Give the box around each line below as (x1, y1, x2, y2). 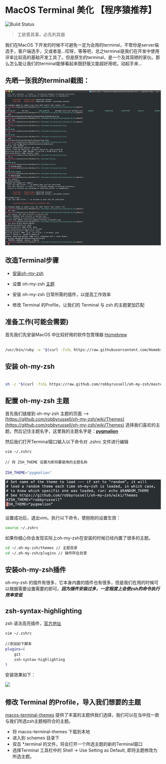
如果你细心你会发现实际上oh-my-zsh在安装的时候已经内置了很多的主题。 (5, 535, 153, 541)
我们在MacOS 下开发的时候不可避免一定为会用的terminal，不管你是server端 (5, 42, 159, 48)
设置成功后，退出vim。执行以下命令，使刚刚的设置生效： (5, 514, 121, 520)
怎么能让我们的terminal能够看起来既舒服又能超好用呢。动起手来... (9, 60, 142, 66)
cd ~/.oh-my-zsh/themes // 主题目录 (5, 545, 78, 550)
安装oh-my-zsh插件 (5, 565, 67, 574)
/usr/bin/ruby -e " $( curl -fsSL (5, 348, 72, 353)
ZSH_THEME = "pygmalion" (5, 470, 52, 475)
